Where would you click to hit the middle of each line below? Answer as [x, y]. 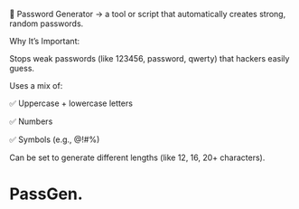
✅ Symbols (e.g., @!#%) [55, 139]
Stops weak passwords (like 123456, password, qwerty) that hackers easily [149, 58]
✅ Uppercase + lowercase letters [71, 103]
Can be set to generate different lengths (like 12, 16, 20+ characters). [137, 157]
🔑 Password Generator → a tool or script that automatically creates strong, [148, 14]
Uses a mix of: [36, 85]
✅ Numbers [31, 121]
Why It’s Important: [44, 41]
